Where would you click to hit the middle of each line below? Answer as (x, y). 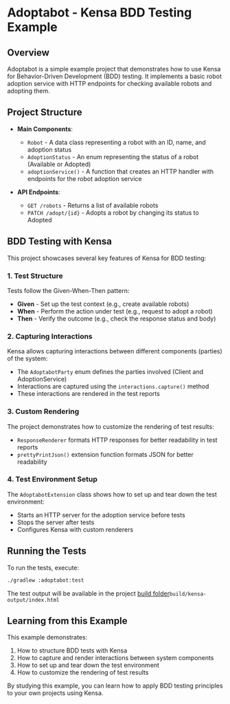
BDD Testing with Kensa (59, 242)
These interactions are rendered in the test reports (88, 394)
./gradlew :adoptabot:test (46, 580)
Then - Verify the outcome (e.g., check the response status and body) (116, 318)
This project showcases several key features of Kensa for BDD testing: (107, 258)
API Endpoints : (38, 192)
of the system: (27, 359)
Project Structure (45, 112)
